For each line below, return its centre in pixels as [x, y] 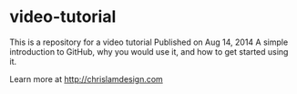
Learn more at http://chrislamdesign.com [87, 78]
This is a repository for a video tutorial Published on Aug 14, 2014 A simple [149, 42]
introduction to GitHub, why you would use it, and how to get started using [149, 51]
